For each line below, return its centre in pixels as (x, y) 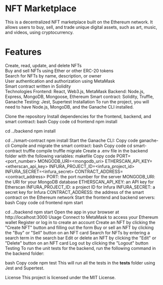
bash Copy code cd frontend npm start (44, 202)
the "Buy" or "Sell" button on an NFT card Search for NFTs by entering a (77, 232)
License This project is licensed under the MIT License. (60, 277)
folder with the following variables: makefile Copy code (60, 156)
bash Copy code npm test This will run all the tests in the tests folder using (80, 263)
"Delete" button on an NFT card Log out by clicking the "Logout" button (77, 243)
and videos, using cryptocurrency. (39, 32)
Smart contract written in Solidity (38, 86)
